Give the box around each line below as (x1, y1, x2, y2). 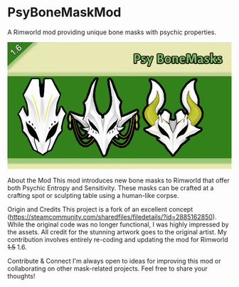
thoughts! (7, 272, 36, 281)
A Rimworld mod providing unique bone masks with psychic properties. (7, 28, 217, 36)
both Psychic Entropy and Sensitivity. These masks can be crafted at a (7, 184, 214, 192)
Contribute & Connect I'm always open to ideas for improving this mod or (7, 257, 221, 266)
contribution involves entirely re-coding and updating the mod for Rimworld (7, 236, 229, 244)
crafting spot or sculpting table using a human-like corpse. (7, 192, 179, 200)
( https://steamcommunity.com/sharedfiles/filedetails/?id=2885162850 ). (7, 213, 217, 221)
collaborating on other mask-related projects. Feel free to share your (7, 264, 208, 273)
